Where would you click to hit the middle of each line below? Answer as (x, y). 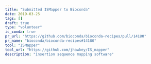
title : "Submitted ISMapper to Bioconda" (48, 9)
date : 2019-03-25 (23, 14)
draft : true (17, 23)
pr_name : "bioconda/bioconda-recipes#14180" (51, 41)
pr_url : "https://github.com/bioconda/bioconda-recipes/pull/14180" (76, 37)
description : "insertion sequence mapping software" (59, 54)
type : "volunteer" (24, 27)
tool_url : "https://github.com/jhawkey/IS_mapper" (57, 50)
